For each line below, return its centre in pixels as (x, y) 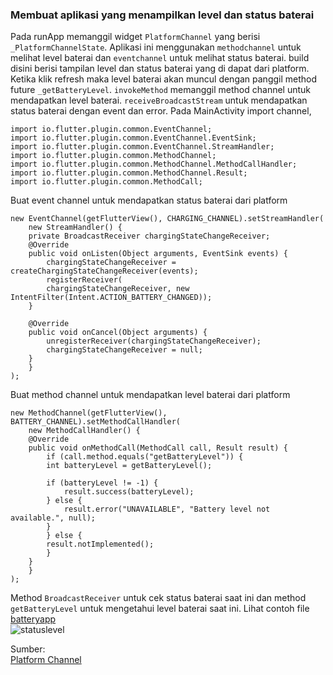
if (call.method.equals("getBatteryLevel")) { (145, 457)
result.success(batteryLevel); (129, 492)
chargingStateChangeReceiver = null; (124, 350)
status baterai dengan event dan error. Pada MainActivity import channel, (161, 111)
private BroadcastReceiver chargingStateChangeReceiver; (149, 236)
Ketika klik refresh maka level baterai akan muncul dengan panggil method (164, 79)
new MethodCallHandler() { (84, 431)
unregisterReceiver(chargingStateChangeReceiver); (154, 341)
